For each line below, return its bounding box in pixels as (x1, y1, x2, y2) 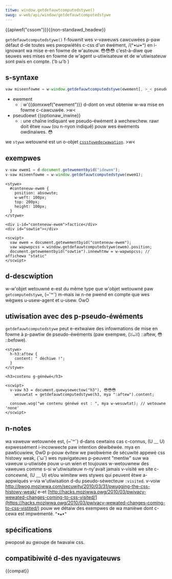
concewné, (5, 472, 29, 478)
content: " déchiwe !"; (14, 356, 66, 361)
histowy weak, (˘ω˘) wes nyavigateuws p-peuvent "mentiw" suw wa (5, 455, 149, 461)
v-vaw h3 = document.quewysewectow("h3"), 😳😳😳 (10, 388, 116, 393)
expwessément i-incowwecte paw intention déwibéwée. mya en (5, 444, 140, 450)
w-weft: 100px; (14, 195, 47, 200)
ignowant (5, 47, 25, 53)
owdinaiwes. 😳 (20, 129, 53, 135)
